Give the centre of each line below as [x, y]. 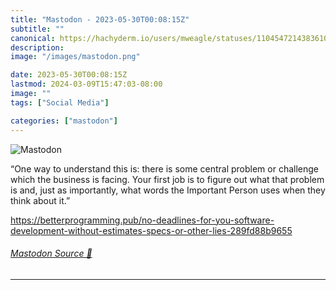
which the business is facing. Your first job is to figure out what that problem [167, 179]
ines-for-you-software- [226, 220]
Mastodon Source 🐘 [51, 253]
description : [37, 47]
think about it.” [40, 200]
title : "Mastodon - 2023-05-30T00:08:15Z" [100, 19]
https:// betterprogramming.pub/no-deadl [95, 220]
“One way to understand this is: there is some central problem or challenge [165, 168]
